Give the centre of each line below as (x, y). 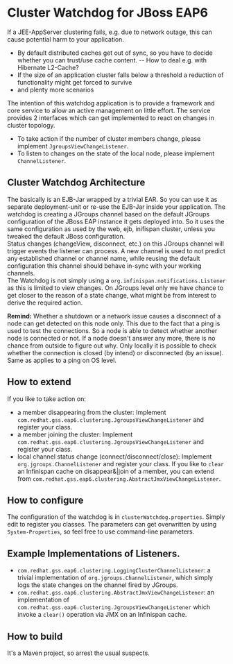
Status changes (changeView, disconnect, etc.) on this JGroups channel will (115, 244)
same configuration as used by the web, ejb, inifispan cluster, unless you (111, 229)
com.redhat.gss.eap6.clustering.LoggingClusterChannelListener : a (114, 570)
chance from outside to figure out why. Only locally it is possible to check (112, 346)
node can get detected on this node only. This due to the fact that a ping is (114, 323)
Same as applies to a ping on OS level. (62, 360)
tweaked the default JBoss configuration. (66, 236)
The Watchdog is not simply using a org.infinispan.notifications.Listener (116, 280)
